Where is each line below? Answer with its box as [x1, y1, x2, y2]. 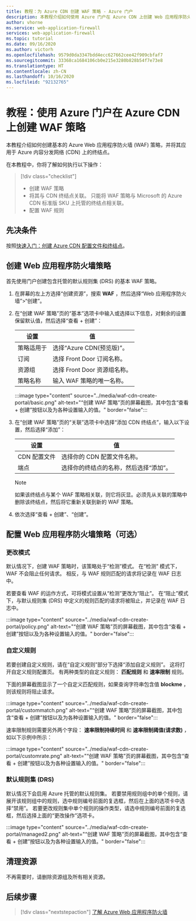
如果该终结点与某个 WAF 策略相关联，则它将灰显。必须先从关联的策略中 [14, 491, 188, 498]
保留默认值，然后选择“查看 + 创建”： [14, 317, 103, 324]
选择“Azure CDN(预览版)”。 [52, 343, 128, 351]
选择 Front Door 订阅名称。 [52, 354, 127, 363]
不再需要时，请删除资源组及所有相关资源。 [6, 873, 108, 880]
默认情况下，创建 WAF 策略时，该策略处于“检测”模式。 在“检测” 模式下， [6, 563, 181, 570]
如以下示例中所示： [6, 733, 52, 740]
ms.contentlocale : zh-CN [6, 68, 66, 74]
